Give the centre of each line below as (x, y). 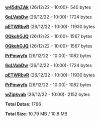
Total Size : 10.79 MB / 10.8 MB (36, 114)
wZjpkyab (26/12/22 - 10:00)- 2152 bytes (48, 94)
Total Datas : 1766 (23, 104)
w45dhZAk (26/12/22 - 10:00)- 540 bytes (48, 7)
